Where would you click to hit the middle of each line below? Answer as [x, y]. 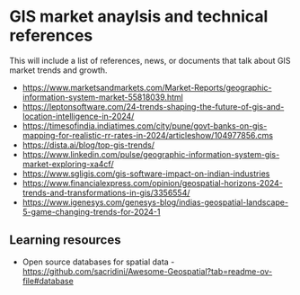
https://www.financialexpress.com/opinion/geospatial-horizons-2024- [152, 183]
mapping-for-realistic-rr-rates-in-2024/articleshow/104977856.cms [148, 135]
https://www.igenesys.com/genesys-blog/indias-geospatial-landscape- [155, 202]
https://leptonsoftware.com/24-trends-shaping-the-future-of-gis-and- [153, 106]
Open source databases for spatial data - [98, 262]
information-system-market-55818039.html [103, 97]
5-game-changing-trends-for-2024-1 [91, 211]
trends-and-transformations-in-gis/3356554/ [106, 192]
